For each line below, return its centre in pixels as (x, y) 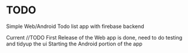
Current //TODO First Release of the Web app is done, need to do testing (94, 37)
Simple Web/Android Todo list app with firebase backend (75, 26)
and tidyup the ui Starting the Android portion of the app (74, 44)
